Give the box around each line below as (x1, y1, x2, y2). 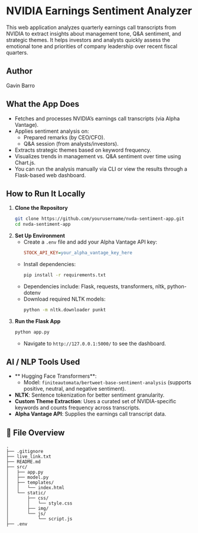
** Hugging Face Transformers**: (14, 372, 97, 380)
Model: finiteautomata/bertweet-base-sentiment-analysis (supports (23, 379, 191, 386)
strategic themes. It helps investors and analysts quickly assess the (6, 36, 170, 43)
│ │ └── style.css (6, 500, 73, 506)
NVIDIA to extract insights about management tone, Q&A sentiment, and (6, 30, 181, 37)
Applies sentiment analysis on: (14, 127, 90, 135)
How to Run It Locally (6, 189, 86, 199)
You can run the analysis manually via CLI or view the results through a (14, 165, 187, 173)
